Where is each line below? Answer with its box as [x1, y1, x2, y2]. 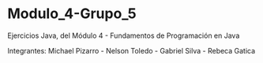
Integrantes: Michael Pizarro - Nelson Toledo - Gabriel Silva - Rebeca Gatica [7, 46, 256, 55]
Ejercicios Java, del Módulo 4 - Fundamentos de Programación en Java [7, 31, 240, 40]
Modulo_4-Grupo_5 [7, 5, 137, 23]
